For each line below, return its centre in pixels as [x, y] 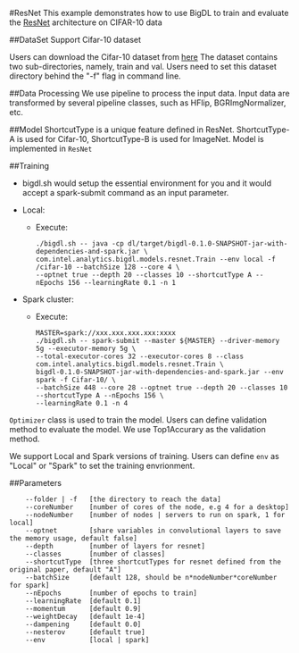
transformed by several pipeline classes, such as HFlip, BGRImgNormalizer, [148, 103]
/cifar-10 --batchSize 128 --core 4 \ [108, 267]
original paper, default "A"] [66, 570]
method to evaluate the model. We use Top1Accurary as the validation [137, 429]
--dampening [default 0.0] [83, 624]
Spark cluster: [48, 299]
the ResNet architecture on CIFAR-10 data [86, 22]
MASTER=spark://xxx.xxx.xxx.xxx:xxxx [106, 333]
